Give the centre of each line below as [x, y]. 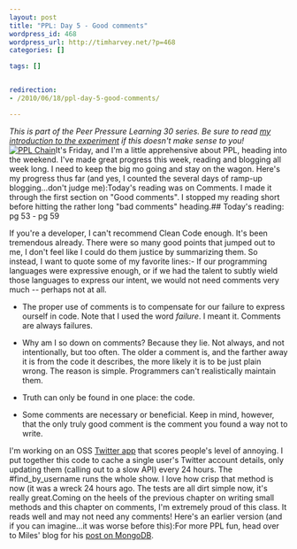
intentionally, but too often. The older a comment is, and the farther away [155, 352]
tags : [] [25, 66]
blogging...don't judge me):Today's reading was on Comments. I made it [141, 188]
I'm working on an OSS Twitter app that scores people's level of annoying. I [146, 450]
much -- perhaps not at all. [58, 290]
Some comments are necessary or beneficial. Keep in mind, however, [148, 414]
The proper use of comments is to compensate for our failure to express [153, 306]
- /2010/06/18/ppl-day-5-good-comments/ [85, 98]
